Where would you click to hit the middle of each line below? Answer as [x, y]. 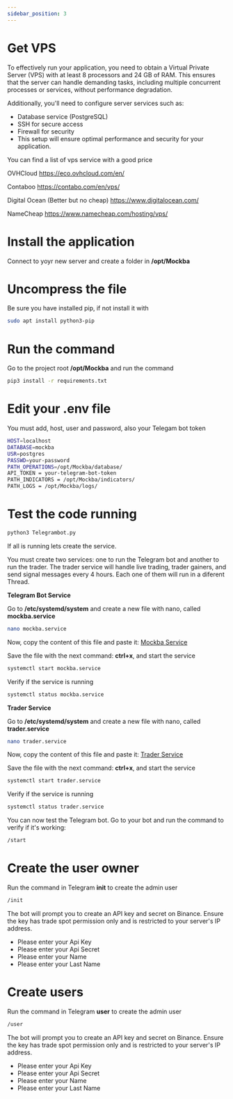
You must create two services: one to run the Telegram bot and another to [113, 559]
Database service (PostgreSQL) [63, 116]
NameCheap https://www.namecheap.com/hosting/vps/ [88, 214]
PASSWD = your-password [39, 460]
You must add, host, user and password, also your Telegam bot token [107, 428]
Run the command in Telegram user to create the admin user [95, 1011]
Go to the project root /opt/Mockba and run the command [90, 368]
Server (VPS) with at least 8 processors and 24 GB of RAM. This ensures [111, 74]
